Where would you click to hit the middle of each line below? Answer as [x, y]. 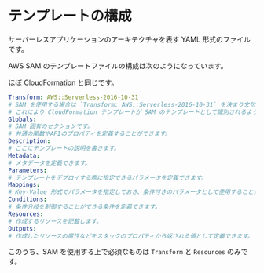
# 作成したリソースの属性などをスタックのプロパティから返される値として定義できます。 [131, 236]
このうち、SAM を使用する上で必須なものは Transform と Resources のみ [125, 252]
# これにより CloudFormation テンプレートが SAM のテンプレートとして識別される [127, 112]
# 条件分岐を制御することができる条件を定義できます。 [84, 207]
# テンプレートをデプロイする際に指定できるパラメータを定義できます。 [108, 177]
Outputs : [22, 228]
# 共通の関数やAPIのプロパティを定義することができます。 [90, 134]
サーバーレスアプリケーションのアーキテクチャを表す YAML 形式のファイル [130, 39]
